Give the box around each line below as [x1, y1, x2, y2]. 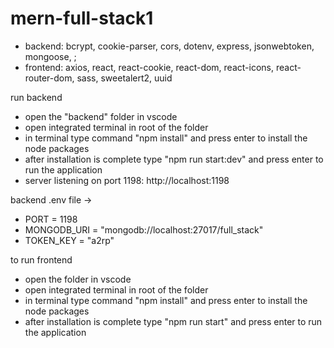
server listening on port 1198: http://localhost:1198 [24, 174, 230, 186]
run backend [10, 91, 63, 103]
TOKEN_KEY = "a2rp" [24, 234, 115, 246]
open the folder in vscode [24, 273, 132, 285]
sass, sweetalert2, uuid [76, 72, 173, 84]
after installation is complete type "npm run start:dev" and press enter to [24, 153, 324, 165]
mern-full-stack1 [10, 7, 154, 30]
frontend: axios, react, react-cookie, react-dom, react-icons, [24, 61, 274, 73]
